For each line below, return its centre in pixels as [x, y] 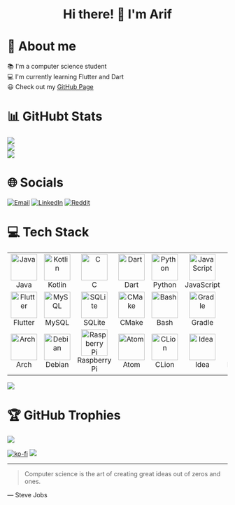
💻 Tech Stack [48, 233]
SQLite [94, 322]
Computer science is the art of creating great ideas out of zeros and [122, 473]
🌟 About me [42, 47]
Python [165, 285]
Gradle [202, 322]
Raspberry [94, 360]
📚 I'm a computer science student [57, 67]
